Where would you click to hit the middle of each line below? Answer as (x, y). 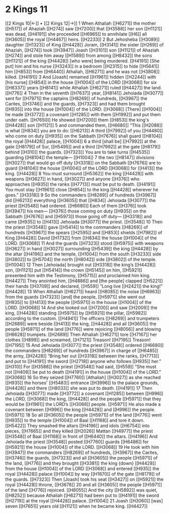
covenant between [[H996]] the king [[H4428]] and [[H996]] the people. (80, 409)
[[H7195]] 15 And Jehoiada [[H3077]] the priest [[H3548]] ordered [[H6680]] (84, 345)
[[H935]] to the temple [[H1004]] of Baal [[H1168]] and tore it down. (75, 420)
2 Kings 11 (26, 9)
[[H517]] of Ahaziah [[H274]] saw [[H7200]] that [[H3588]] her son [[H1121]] (84, 28)
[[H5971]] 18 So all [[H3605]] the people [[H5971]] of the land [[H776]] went (83, 415)
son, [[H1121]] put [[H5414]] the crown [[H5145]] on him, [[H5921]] (74, 270)
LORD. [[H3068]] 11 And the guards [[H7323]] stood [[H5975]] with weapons (84, 243)
